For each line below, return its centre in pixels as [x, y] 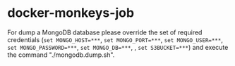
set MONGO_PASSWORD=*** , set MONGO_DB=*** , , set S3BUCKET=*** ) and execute [118, 47]
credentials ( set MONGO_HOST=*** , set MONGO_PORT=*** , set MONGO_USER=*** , [115, 39]
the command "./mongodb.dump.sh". [61, 55]
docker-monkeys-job [71, 13]
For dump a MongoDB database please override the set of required [105, 32]
